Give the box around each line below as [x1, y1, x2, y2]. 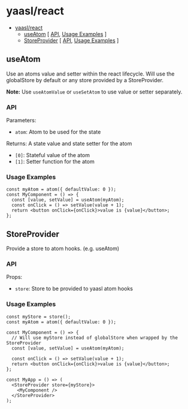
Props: [6, 273, 23, 281]
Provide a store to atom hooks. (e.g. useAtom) [6, 245, 120, 252]
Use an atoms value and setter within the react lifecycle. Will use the [6, 70, 175, 77]
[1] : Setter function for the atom [14, 158, 95, 166]
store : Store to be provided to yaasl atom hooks [14, 285, 134, 292]
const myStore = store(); [6, 314, 71, 320]
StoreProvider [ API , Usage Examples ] [23, 37, 119, 44]
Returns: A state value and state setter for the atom [6, 140, 132, 148]
